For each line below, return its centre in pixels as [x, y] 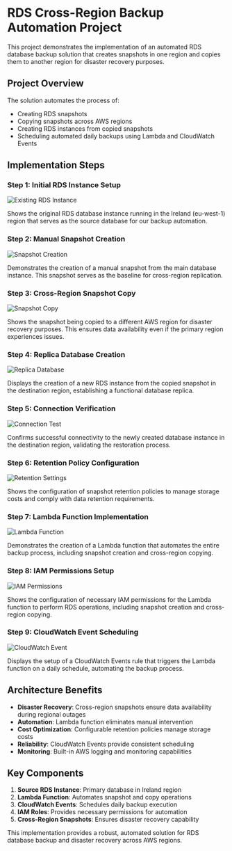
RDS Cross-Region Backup [86, 13]
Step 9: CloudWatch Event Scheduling [73, 633]
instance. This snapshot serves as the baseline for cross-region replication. [115, 275]
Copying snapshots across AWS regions [75, 121]
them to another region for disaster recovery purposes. [86, 61]
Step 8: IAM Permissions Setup [61, 571]
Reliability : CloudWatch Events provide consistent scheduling [106, 744]
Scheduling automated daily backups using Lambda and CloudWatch [116, 136]
